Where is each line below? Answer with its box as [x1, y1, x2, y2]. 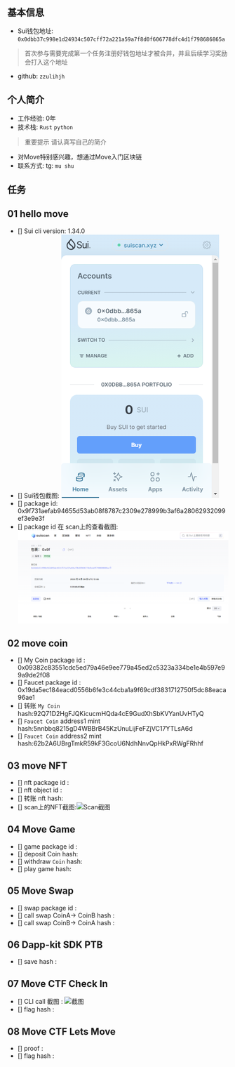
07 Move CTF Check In [7, 978, 109, 990]
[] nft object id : [17, 786, 62, 794]
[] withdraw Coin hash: [17, 857, 83, 866]
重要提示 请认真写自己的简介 [24, 138, 107, 146]
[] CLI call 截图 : [17, 998, 63, 1006]
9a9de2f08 [17, 671, 51, 680]
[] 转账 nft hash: [17, 794, 64, 802]
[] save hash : [17, 957, 58, 966]
